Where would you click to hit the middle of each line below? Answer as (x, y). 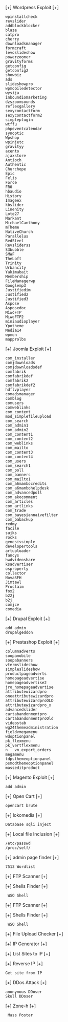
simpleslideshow (22, 669)
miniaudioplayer (22, 322)
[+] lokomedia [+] (24, 815)
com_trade (16, 510)
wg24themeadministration (32, 728)
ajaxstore (16, 156)
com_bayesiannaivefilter (32, 515)
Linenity (15, 209)
